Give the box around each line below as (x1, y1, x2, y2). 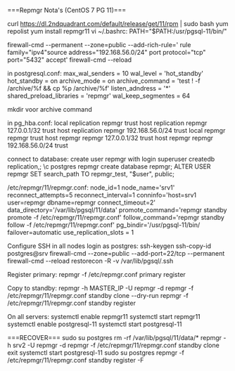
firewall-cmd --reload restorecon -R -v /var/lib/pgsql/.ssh (7, 256, 174, 265)
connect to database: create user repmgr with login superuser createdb (7, 155, 215, 163)
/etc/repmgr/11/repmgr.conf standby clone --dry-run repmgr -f (7, 292, 189, 299)
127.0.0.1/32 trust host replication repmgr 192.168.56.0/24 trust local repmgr (7, 126, 226, 134)
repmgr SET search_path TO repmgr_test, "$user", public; (7, 170, 174, 178)
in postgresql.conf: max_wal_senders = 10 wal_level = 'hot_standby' (7, 70, 204, 77)
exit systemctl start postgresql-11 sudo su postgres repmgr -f (7, 349, 184, 357)
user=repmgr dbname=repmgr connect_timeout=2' (7, 198, 156, 207)
